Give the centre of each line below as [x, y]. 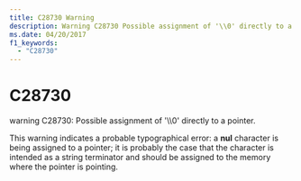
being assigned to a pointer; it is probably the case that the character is [142, 148]
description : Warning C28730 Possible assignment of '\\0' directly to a [151, 26]
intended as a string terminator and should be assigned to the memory [140, 158]
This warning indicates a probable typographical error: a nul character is [144, 138]
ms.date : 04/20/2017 [48, 34]
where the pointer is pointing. [64, 167]
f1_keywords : [34, 43]
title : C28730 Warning [52, 18]
